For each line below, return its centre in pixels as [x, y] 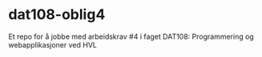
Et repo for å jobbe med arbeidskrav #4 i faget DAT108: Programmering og [131, 36]
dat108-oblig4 [57, 15]
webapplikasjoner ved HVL [53, 44]
